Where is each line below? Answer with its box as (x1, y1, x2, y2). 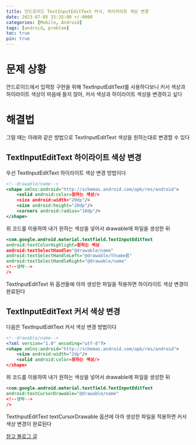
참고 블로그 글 (6, 433, 38, 440)
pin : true (6, 36, 30, 42)
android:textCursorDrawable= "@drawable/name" (6, 391, 119, 396)
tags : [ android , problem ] (6, 25, 69, 31)
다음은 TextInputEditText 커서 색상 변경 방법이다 (6, 323, 117, 330)
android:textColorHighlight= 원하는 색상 (6, 242, 100, 248)
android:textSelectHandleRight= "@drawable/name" (6, 258, 127, 264)
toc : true (6, 30, 30, 36)
